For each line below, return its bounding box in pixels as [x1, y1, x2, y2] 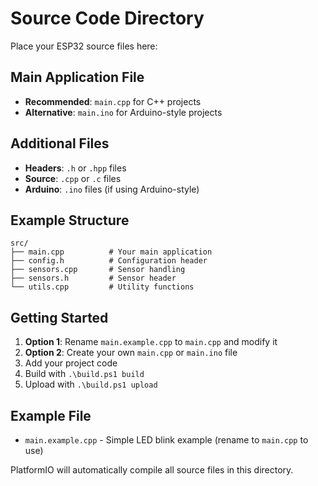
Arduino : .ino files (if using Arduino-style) [24, 183, 200, 195]
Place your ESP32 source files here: [10, 40, 158, 52]
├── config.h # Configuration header [10, 256, 208, 266]
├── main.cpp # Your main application [10, 247, 213, 257]
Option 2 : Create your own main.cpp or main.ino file [24, 347, 238, 359]
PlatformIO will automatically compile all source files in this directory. [10, 464, 294, 476]
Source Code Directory [10, 7, 205, 30]
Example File [10, 407, 92, 424]
